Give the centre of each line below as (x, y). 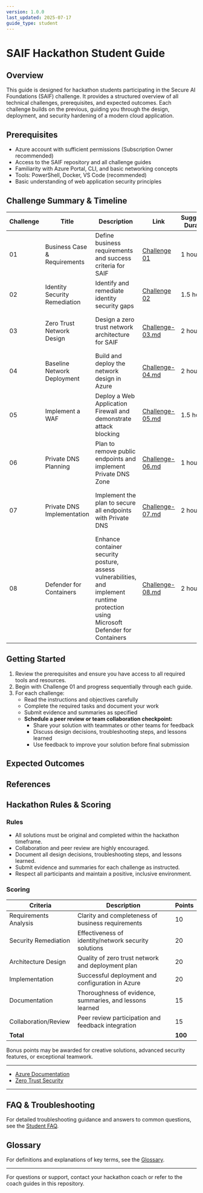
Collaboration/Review (40, 1022)
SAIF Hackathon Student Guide (85, 53)
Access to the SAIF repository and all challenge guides (83, 162)
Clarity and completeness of (118, 916)
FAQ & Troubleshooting (51, 1105)
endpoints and (115, 459)
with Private (112, 518)
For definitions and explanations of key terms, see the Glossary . (85, 1160)
